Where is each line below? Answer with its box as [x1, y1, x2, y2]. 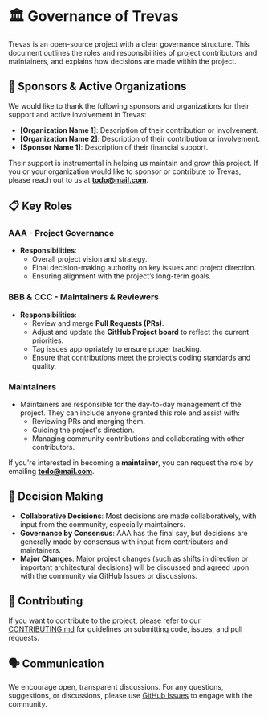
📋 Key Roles [8, 200, 73, 213]
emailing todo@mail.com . [8, 467, 95, 476]
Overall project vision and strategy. [31, 254, 148, 264]
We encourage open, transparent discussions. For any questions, [8, 682, 224, 692]
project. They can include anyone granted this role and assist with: [19, 408, 241, 418]
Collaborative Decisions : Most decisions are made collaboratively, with [19, 511, 257, 521]
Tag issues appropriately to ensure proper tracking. [31, 344, 202, 353]
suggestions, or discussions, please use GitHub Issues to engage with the [8, 690, 253, 701]
